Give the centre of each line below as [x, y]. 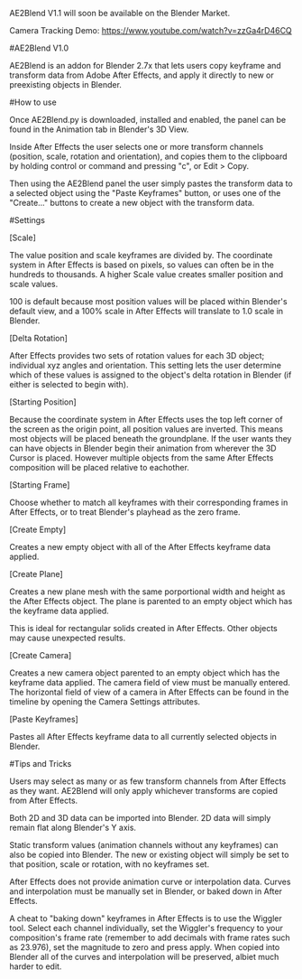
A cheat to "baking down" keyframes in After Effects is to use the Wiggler [146, 918]
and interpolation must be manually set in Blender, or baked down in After [146, 891]
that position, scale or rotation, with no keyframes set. [110, 864]
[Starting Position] [43, 402]
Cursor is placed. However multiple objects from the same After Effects [142, 458]
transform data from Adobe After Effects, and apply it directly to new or [142, 75]
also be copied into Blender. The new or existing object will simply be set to [149, 854]
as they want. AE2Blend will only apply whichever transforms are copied [143, 791]
